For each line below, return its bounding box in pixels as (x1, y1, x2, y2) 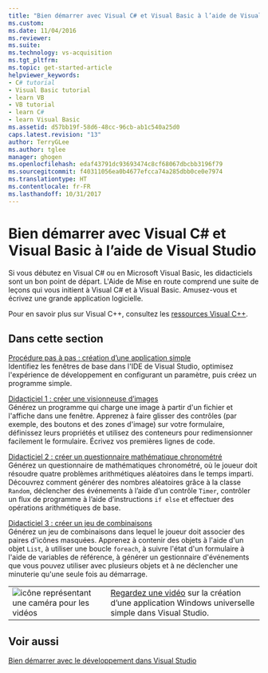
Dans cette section (8, 332, 104, 345)
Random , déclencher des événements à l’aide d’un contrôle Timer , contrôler (8, 486, 251, 496)
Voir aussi (8, 635, 59, 648)
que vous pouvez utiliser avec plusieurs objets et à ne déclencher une (8, 561, 238, 571)
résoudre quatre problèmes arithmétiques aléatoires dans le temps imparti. (8, 469, 254, 479)
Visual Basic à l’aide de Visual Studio (8, 241, 257, 260)
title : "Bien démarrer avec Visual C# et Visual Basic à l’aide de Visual (8, 11, 262, 20)
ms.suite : (8, 42, 41, 50)
